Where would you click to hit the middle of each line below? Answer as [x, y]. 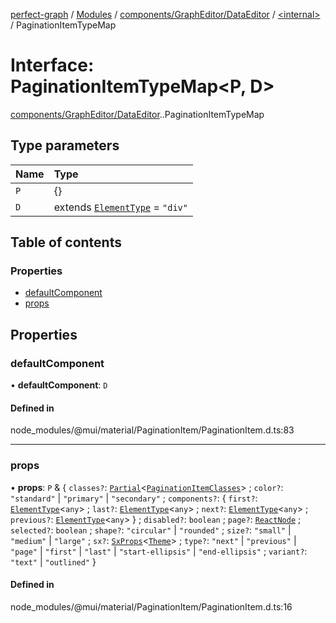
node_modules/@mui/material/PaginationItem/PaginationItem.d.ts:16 [151, 606]
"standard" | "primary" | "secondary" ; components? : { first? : [134, 498]
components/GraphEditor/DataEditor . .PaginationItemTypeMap [137, 114]
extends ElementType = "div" [120, 207]
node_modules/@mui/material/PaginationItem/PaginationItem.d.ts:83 [152, 430]
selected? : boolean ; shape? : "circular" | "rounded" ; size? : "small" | [151, 530]
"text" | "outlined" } [53, 561]
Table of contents [66, 242]
